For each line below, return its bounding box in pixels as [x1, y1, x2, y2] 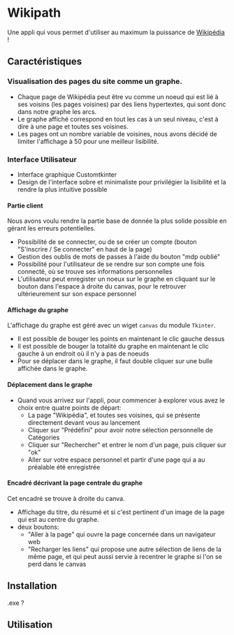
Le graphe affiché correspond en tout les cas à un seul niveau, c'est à [17, 115, 219, 123]
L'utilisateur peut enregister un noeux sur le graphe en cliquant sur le [17, 275, 216, 284]
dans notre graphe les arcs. [17, 107, 97, 116]
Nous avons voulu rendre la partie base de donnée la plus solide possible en [7, 217, 227, 225]
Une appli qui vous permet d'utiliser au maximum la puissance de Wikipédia [7, 28, 225, 36]
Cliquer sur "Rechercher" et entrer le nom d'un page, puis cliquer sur [27, 440, 227, 448]
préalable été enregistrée [27, 462, 101, 471]
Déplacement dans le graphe [7, 380, 93, 388]
